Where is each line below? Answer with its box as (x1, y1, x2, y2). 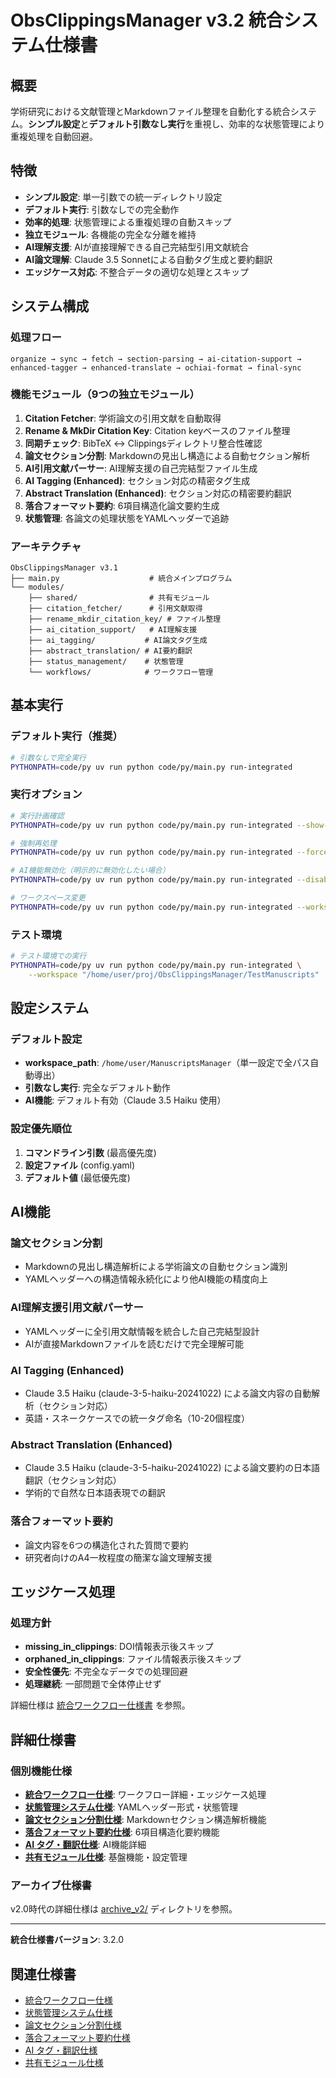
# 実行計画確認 (10, 811, 65, 821)
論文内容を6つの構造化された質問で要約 (24, 1539, 189, 1551)
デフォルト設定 (10, 1032, 83, 1046)
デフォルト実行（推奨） (10, 729, 123, 743)
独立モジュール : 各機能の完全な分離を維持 (24, 228, 197, 240)
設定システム (10, 1000, 90, 1017)
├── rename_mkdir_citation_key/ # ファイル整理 (28, 614, 222, 625)
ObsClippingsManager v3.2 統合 (10, 9, 284, 32)
